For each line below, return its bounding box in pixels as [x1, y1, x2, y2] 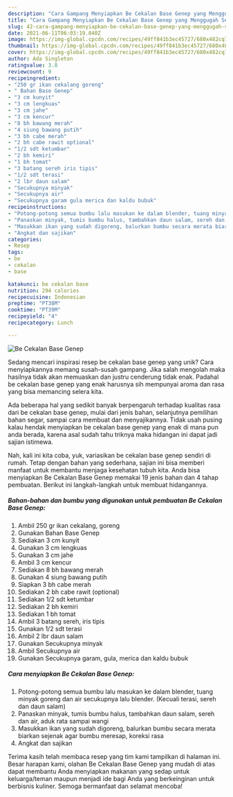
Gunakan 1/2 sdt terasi [17, 624, 82, 633]
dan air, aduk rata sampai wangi [17, 717, 109, 725]
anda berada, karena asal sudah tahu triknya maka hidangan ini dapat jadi [8, 430, 218, 438]
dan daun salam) [17, 702, 66, 710]
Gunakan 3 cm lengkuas [17, 543, 87, 551]
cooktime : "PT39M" [8, 307, 61, 314]
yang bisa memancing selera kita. [8, 387, 104, 395]
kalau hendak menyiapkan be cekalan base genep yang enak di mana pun [8, 422, 218, 431]
